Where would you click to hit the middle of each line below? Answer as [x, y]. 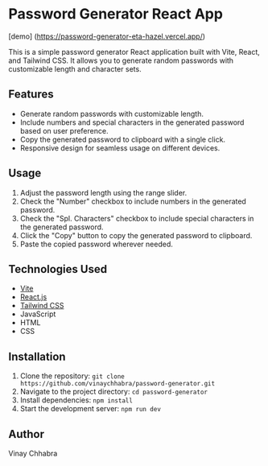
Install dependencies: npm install [76, 400]
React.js [33, 297]
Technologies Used [58, 269]
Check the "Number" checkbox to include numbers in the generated [133, 201]
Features [31, 95]
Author [26, 434]
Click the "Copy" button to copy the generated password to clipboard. [136, 235]
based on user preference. [64, 130]
